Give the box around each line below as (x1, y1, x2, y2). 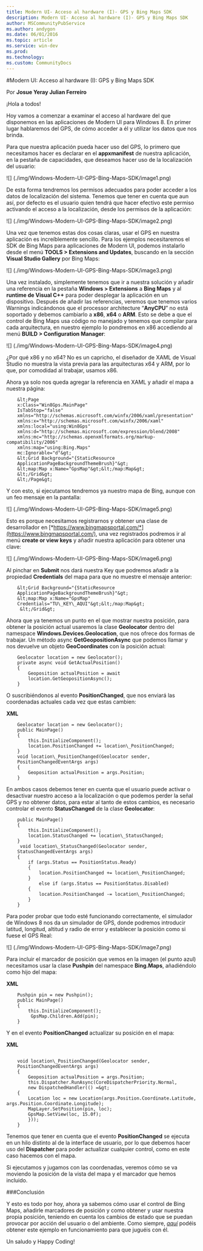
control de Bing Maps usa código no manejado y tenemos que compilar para (6, 317, 198, 324)
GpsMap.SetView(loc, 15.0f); (28, 1111, 102, 1117)
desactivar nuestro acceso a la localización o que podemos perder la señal (6, 792, 193, 799)
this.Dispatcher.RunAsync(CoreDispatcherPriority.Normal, (28, 1079, 178, 1086)
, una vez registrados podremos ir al (96, 530, 186, 537)
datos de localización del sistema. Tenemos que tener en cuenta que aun (6, 192, 189, 199)
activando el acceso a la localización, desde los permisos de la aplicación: (6, 205, 192, 213)
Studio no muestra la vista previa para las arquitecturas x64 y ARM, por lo (6, 360, 190, 367)
